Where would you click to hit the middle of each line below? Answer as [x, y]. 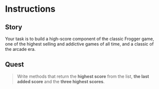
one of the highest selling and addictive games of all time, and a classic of [79, 44]
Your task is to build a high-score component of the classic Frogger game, [80, 39]
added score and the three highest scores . [61, 81]
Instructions [30, 9]
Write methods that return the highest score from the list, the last [83, 76]
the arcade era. [20, 49]
